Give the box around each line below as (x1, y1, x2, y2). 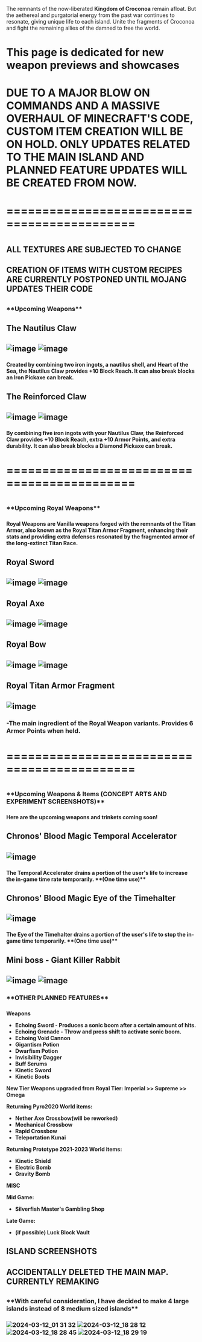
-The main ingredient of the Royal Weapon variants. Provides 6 (6, 719, 194, 728)
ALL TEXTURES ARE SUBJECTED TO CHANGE (6, 244, 182, 255)
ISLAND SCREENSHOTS (6, 1246, 98, 1257)
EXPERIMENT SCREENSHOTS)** (6, 797, 105, 805)
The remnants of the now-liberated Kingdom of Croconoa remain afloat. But (6, 5, 197, 12)
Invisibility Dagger (14, 1053, 62, 1061)
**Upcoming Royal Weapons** (6, 504, 101, 512)
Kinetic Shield (14, 1157, 51, 1164)
